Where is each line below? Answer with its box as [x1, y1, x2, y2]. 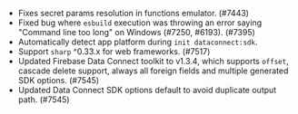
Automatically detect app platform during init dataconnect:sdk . [17, 36, 258, 47]
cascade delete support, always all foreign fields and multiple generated [17, 65, 289, 76]
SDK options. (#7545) [17, 75, 100, 85]
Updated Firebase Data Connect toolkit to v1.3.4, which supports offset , [17, 56, 289, 66]
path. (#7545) [17, 94, 70, 105]
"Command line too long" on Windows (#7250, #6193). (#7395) [17, 27, 256, 37]
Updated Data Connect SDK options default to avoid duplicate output [17, 85, 277, 95]
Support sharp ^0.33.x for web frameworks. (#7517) [17, 46, 211, 57]
